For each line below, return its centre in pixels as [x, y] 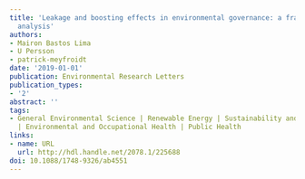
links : [22, 136]
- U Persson [32, 52]
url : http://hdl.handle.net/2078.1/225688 [99, 152]
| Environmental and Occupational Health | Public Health [130, 127]
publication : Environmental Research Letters [97, 77]
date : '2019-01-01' [46, 69]
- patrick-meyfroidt [49, 60]
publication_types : [46, 85]
